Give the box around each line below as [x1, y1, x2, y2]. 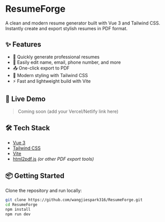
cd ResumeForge [5, 202, 38, 207]
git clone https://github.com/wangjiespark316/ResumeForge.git [5, 198, 143, 203]
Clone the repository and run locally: [5, 187, 82, 194]
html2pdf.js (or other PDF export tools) [12, 156, 95, 162]
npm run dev [5, 211, 31, 217]
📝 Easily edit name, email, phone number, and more [12, 59, 121, 65]
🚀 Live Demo [5, 95, 46, 104]
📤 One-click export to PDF [12, 65, 70, 71]
